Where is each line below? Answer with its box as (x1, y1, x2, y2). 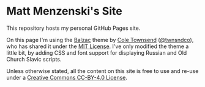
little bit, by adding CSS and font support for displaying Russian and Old (6, 49, 187, 56)
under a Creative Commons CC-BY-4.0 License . (6, 74, 127, 81)
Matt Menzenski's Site (6, 4, 122, 18)
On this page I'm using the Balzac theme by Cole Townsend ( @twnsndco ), (6, 36, 194, 43)
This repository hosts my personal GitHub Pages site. (6, 24, 141, 32)
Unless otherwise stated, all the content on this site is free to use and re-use (6, 67, 199, 74)
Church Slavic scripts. (6, 55, 62, 63)
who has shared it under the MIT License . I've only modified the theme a (6, 43, 189, 50)
